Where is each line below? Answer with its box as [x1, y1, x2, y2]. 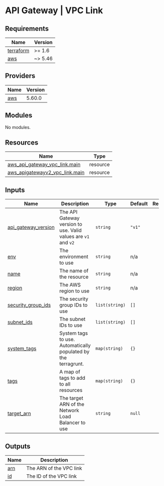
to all [59, 381, 71, 388]
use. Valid [59, 227, 82, 234]
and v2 [59, 239, 75, 246]
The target [59, 395, 83, 402]
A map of [59, 368, 81, 375]
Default [130, 200, 148, 207]
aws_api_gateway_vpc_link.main [7, 161, 81, 168]
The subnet [59, 316, 86, 323]
